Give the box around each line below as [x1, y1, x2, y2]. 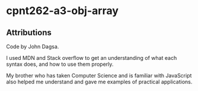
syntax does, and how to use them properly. [6, 60, 114, 68]
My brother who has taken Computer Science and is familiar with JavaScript [6, 72, 192, 79]
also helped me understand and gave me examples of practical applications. [6, 78, 193, 85]
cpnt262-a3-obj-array [6, 4, 119, 18]
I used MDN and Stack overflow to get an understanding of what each [6, 55, 177, 61]
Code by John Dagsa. [6, 43, 59, 50]
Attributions [6, 28, 52, 38]
